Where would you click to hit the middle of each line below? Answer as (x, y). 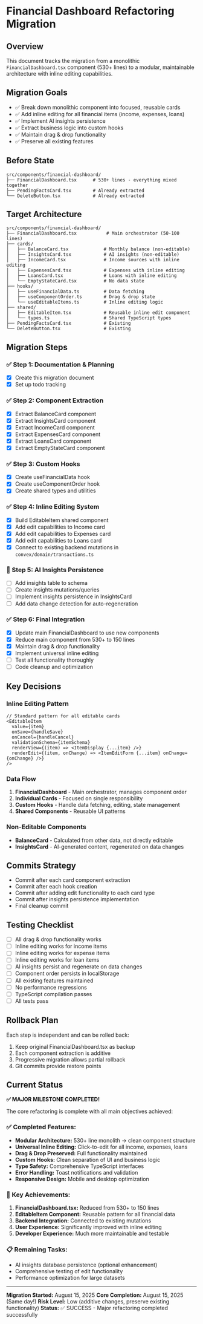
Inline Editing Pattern (38, 703)
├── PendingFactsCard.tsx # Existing (69, 324)
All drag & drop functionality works (58, 939)
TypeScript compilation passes (53, 994)
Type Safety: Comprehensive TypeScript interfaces (79, 1166)
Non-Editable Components (46, 827)
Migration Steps (37, 347)
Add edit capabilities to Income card (60, 527)
